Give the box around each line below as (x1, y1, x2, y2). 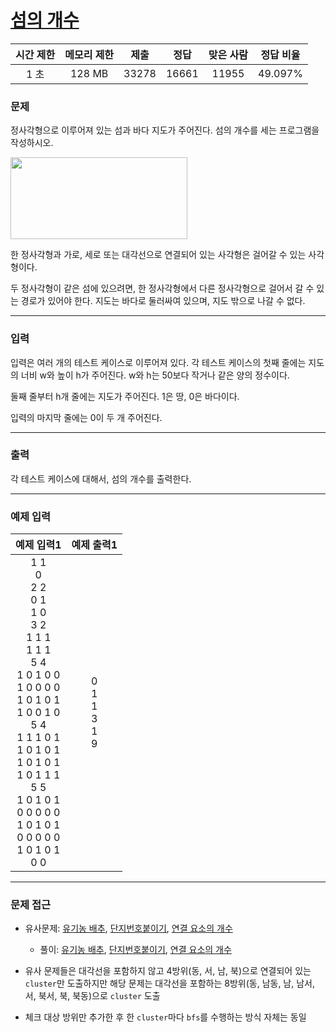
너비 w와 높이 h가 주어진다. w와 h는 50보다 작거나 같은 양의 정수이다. (20, 369, 290, 381)
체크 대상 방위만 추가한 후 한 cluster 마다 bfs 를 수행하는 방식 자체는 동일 (24, 1011, 307, 1023)
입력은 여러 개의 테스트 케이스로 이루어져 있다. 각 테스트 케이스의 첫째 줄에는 (10, 356, 307, 368)
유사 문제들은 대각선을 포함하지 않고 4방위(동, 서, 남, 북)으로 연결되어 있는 (24, 965, 312, 977)
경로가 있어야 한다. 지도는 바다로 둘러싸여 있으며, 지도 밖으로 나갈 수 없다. (20, 295, 306, 307)
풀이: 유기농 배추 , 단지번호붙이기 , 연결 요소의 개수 (39, 944, 232, 956)
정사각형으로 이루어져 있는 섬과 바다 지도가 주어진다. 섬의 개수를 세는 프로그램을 (10, 124, 320, 136)
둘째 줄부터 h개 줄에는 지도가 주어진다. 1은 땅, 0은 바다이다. (10, 390, 240, 402)
